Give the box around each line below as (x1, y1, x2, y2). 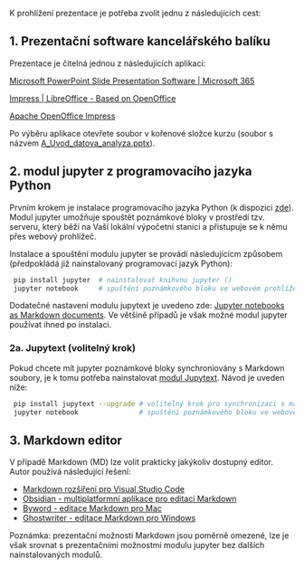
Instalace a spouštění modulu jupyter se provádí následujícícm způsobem (9, 248, 283, 259)
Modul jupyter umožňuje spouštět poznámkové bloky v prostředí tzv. (9, 212, 265, 223)
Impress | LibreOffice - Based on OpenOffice (9, 92, 176, 103)
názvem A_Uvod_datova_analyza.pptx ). (9, 138, 156, 148)
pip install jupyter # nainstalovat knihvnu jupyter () (13, 275, 233, 284)
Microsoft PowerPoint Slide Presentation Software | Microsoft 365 (9, 75, 255, 86)
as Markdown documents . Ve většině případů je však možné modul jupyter (9, 309, 288, 320)
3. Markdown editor (9, 432, 122, 448)
